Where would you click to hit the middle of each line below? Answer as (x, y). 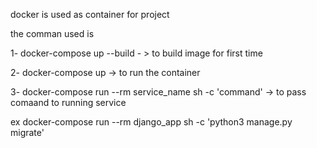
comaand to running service (68, 102)
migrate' (27, 132)
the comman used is (52, 33)
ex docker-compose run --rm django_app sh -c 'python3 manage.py (151, 122)
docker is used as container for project (90, 14)
